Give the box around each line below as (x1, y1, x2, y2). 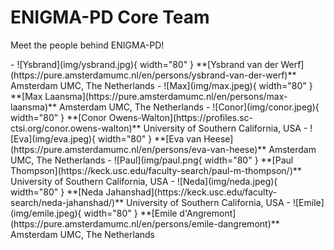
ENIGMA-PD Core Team (10, 6, 210, 29)
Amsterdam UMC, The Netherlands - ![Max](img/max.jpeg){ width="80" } (10, 79, 313, 91)
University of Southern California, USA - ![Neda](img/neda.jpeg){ (10, 175, 278, 187)
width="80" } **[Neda (10, 186, 104, 198)
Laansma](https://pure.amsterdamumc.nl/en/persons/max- (44, 90, 288, 102)
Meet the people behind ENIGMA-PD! (10, 39, 165, 51)
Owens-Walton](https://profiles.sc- (108, 111, 254, 123)
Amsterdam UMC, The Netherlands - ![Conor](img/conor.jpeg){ (58, 101, 320, 113)
